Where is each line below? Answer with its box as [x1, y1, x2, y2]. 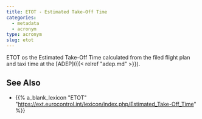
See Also [6, 78, 41, 88]
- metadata [12, 20, 40, 26]
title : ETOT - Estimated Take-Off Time [6, 8, 108, 15]
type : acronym [6, 32, 43, 38]
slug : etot [6, 37, 34, 43]
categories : [6, 15, 37, 21]
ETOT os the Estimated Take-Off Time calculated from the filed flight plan [6, 54, 190, 61]
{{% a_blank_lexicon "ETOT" [15, 93, 87, 101]
